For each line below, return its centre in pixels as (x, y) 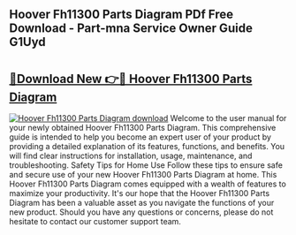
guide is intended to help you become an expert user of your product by (140, 137)
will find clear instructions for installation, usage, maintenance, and (131, 155)
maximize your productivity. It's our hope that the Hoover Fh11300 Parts (140, 193)
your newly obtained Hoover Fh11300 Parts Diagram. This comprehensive (143, 128)
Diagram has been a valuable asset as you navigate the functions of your (142, 203)
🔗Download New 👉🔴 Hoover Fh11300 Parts (131, 79)
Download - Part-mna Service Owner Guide (131, 29)
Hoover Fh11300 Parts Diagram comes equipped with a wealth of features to (148, 184)
